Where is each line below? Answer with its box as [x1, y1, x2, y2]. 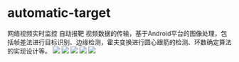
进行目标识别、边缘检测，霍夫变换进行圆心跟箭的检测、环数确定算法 [31, 37, 232, 46]
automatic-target [7, 5, 112, 21]
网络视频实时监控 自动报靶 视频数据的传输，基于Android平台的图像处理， [7, 29, 221, 37]
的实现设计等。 [7, 46, 51, 55]
